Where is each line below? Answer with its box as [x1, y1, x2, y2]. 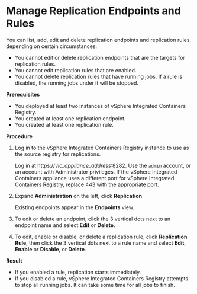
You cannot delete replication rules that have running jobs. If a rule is [14, 73, 183, 80]
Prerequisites [6, 91, 40, 98]
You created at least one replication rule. [14, 121, 114, 128]
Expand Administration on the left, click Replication [14, 192, 143, 199]
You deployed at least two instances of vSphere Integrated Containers [14, 102, 186, 109]
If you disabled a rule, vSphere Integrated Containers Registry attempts [14, 274, 188, 282]
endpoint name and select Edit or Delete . [14, 221, 115, 229]
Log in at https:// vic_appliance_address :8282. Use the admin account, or [14, 162, 191, 169]
